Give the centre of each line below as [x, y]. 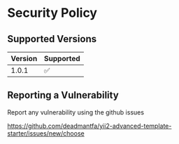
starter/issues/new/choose [46, 133]
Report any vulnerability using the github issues [76, 112]
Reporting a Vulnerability [63, 95]
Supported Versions [52, 39]
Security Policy [52, 13]
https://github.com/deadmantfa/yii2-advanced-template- [89, 126]
